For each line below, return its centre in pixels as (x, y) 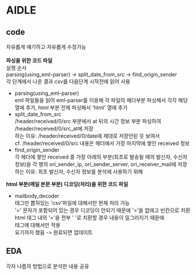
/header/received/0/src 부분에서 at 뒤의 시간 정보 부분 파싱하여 (88, 121)
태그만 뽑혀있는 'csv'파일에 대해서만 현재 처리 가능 (72, 203)
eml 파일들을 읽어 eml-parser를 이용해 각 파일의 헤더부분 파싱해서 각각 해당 (101, 100)
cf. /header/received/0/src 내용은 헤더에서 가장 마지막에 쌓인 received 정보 (102, 143)
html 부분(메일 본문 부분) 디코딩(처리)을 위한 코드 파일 (67, 184)
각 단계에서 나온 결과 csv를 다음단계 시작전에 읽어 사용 (68, 81)
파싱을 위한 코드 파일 (29, 60)
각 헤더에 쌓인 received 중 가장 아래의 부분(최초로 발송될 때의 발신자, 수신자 (101, 157)
